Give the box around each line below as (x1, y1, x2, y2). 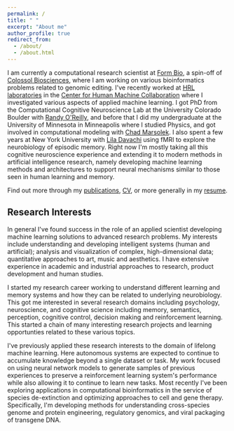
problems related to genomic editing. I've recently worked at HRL (7, 83, 195, 92)
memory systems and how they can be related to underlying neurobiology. (7, 290, 222, 299)
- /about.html (13, 50, 55, 57)
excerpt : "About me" (7, 23, 68, 30)
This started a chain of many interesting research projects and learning (7, 320, 212, 329)
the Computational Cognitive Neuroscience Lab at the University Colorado (7, 106, 221, 114)
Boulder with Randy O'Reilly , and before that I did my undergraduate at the (7, 113, 222, 121)
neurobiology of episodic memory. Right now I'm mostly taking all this (7, 143, 209, 151)
